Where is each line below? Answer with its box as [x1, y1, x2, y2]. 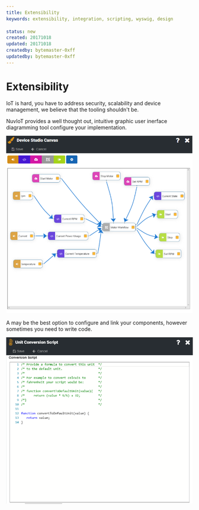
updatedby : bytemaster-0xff [6, 54, 76, 60]
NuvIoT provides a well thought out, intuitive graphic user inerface [6, 117, 168, 124]
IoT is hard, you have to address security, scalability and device [6, 99, 161, 107]
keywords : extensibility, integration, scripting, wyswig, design [6, 15, 174, 22]
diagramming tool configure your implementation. [6, 124, 127, 131]
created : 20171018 [6, 35, 52, 41]
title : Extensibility [6, 10, 60, 15]
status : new [6, 29, 36, 35]
